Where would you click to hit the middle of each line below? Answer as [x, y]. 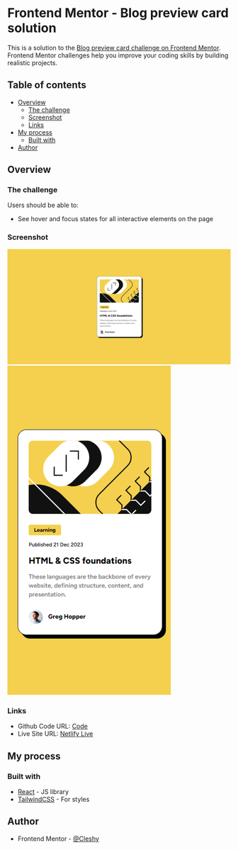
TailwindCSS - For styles [53, 800]
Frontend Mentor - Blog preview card [118, 13]
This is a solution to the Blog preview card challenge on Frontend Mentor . [114, 47]
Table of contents [47, 85]
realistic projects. [33, 62]
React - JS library [43, 792]
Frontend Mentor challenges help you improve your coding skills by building [118, 55]
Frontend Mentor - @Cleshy [58, 839]
